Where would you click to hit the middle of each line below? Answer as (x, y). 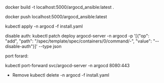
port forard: (17, 56)
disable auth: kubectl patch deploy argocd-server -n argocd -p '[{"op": (77, 36)
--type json (50, 46)
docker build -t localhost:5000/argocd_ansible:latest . (60, 7)
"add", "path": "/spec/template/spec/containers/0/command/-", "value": (79, 41)
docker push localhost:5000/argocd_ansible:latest (56, 17)
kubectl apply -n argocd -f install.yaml (44, 26)
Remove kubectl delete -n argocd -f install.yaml (61, 75)
